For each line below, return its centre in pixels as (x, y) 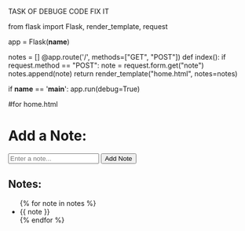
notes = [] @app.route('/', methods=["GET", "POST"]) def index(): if (117, 57)
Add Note (119, 158)
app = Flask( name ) (39, 42)
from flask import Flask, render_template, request (88, 26)
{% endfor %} (42, 220)
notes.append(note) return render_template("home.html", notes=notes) (123, 73)
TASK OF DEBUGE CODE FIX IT (59, 11)
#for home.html (33, 104)
